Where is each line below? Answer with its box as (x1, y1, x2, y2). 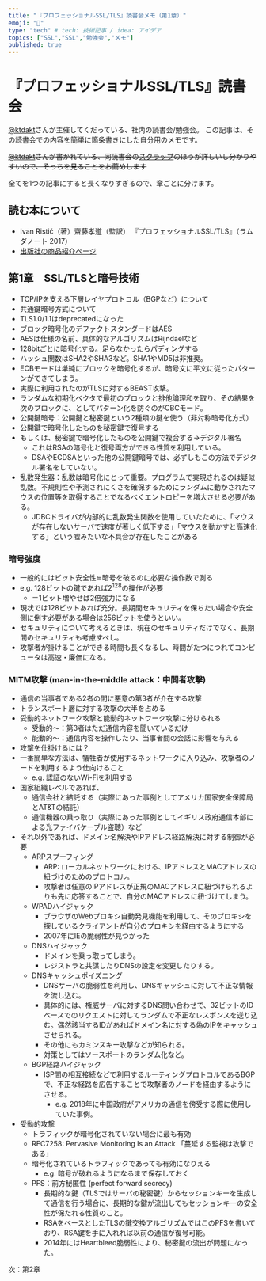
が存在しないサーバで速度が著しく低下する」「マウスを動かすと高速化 (31, 522, 257, 531)
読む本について (8, 203, 82, 218)
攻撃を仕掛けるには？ (19, 743, 89, 752)
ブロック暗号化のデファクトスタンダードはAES (19, 324, 173, 333)
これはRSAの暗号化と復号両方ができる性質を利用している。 (31, 443, 226, 452)
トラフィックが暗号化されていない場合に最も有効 (31, 1129, 192, 1138)
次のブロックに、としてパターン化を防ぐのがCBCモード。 (19, 403, 207, 412)
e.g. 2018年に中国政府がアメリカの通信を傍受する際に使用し (55, 1099, 252, 1108)
